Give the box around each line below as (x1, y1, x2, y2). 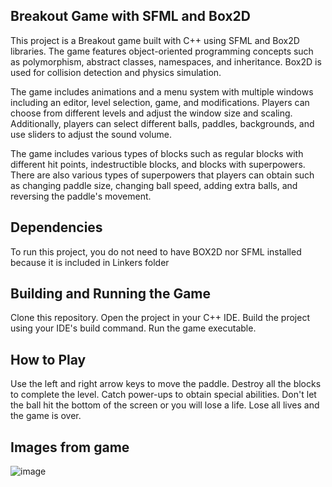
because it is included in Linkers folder (10, 256, 170, 268)
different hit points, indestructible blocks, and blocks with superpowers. (10, 158, 306, 170)
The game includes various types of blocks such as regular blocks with (10, 147, 304, 159)
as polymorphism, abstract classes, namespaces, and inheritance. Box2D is (10, 55, 322, 68)
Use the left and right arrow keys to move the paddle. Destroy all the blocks (10, 378, 322, 390)
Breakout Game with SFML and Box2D (10, 8, 251, 25)
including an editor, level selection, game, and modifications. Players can (10, 96, 310, 108)
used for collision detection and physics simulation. (10, 66, 222, 78)
